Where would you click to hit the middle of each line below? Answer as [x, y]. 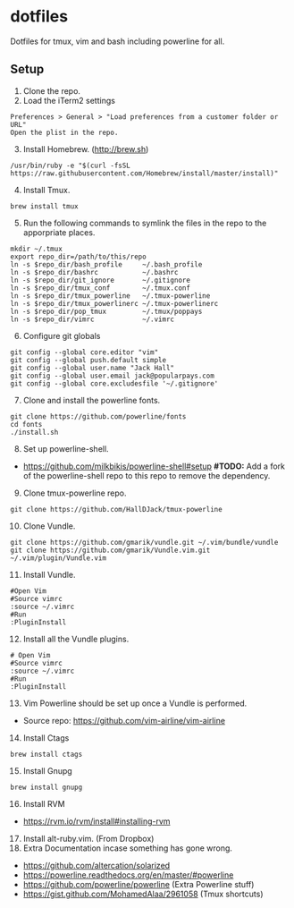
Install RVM [44, 803]
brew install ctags [46, 754]
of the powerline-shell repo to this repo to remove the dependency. [147, 475]
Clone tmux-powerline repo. [75, 493]
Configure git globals [62, 335]
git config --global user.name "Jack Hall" [92, 368]
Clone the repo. [52, 90]
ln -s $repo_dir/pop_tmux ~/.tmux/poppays [106, 311]
